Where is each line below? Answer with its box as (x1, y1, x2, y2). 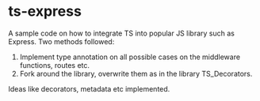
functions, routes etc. (19, 60, 90, 69)
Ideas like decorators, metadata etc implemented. (8, 84, 170, 93)
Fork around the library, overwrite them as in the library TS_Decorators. (19, 69, 253, 78)
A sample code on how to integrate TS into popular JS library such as (8, 28, 235, 38)
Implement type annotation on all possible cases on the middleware (19, 52, 240, 62)
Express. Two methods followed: (8, 36, 115, 46)
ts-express (8, 2, 82, 21)
